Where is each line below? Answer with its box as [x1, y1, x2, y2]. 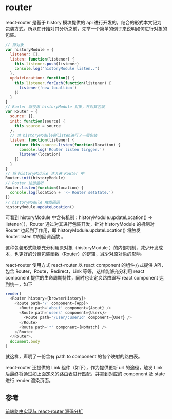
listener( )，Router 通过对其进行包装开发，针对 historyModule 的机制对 [5, 221, 155, 227]
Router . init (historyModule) [5, 176, 66, 181]
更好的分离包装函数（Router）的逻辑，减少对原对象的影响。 [18, 251, 145, 257]
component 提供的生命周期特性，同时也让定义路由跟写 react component [5, 274, 158, 281]
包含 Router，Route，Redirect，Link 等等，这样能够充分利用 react [5, 268, 145, 274]
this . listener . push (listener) [14, 61, 80, 67]
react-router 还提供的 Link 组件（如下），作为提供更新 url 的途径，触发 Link [5, 365, 163, 371]
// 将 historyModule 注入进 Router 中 [5, 171, 85, 176]
